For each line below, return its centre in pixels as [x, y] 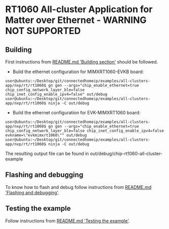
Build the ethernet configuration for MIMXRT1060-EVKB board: [78, 72]
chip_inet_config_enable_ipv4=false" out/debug [56, 94]
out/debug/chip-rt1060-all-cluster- [126, 154]
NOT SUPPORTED [43, 31]
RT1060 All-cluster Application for [79, 9]
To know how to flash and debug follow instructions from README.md [78, 187]
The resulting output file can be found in [47, 154]
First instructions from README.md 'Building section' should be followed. [82, 62]
